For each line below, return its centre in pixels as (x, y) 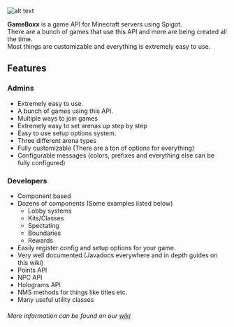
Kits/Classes (46, 218)
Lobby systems (50, 211)
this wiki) (30, 262)
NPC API (30, 277)
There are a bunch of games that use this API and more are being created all (117, 32)
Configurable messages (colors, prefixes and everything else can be (116, 155)
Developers (27, 181)
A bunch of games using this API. (65, 111)
